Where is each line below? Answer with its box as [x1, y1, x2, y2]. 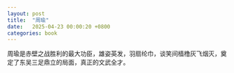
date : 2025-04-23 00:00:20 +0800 [7, 23, 111, 30]
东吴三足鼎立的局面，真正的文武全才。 [19, 58, 130, 67]
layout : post [7, 10, 45, 17]
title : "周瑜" [7, 17, 49, 24]
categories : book [7, 29, 58, 37]
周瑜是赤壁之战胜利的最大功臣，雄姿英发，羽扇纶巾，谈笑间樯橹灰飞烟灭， [7, 49, 221, 58]
